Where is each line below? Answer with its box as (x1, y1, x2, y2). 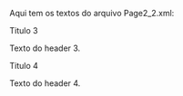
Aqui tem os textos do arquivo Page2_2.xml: (9, 8, 175, 18)
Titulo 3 (9, 25, 38, 35)
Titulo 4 (9, 61, 39, 71)
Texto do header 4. (9, 78, 81, 89)
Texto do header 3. (9, 43, 81, 53)
